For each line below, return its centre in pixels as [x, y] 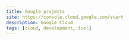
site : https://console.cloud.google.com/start [65, 17]
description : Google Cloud [40, 22]
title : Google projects [36, 11]
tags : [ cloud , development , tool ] [49, 28]
